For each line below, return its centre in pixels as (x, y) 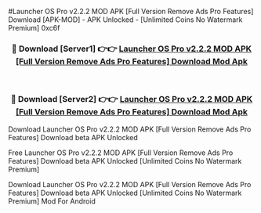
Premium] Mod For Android (52, 201)
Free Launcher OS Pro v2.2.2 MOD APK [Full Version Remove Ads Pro (121, 153)
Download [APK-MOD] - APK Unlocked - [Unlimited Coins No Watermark (125, 20)
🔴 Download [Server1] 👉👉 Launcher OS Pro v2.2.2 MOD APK (132, 49)
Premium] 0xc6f (34, 28)
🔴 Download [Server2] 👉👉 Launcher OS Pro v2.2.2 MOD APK (132, 99)
